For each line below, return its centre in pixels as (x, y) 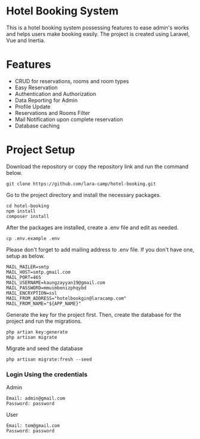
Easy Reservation (36, 87)
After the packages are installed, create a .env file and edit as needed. (93, 227)
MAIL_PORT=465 (24, 277)
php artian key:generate (37, 332)
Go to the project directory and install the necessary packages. (84, 195)
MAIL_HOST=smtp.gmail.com (38, 272)
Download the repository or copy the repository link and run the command (98, 166)
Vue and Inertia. (26, 40)
